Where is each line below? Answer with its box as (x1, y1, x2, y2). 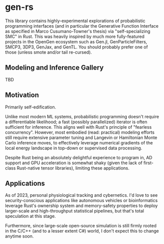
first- (143, 160, 154, 166)
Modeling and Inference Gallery (5, 64, 104, 72)
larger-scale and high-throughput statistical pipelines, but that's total (5, 208, 144, 214)
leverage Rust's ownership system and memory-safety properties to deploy (5, 203, 158, 209)
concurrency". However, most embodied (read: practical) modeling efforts (5, 129, 155, 135)
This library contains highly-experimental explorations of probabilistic (5, 18, 146, 24)
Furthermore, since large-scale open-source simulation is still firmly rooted (5, 223, 157, 229)
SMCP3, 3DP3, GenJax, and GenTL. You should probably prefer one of (5, 44, 148, 50)
